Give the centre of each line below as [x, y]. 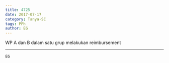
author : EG [17, 28]
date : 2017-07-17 [23, 14]
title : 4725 [18, 10]
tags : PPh [16, 24]
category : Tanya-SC [26, 19]
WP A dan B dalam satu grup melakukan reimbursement [63, 42]
